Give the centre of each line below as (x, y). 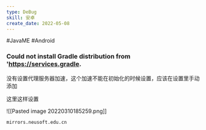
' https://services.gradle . (44, 64)
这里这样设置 (22, 99)
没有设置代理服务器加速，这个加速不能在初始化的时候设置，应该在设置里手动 (103, 78)
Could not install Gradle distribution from (68, 57)
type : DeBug (21, 12)
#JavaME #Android (31, 41)
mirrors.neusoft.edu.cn (37, 122)
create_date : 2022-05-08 (38, 23)
